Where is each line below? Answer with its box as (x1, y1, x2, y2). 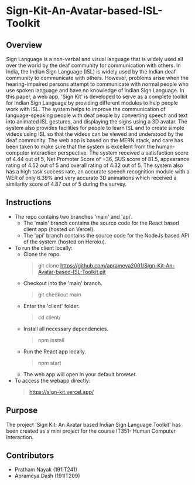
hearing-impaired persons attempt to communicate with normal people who (6, 81, 189, 88)
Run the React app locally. (23, 348, 87, 355)
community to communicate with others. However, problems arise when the (6, 75, 189, 81)
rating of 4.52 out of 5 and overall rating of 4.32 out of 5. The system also (6, 162, 183, 169)
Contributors (6, 451, 54, 461)
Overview (6, 40, 43, 50)
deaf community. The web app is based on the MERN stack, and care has (6, 137, 183, 143)
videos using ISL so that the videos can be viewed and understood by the (6, 131, 183, 138)
